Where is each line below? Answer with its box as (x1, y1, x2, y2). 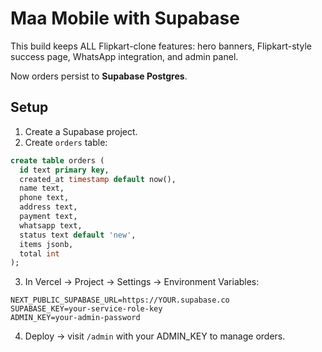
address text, (19, 202, 78, 212)
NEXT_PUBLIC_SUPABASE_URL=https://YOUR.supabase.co (10, 295, 230, 306)
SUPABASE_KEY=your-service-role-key (10, 304, 163, 314)
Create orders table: (24, 136, 108, 148)
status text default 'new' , (19, 230, 137, 240)
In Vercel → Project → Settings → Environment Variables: (24, 276, 260, 288)
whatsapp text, (19, 220, 83, 231)
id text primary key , (19, 165, 110, 175)
